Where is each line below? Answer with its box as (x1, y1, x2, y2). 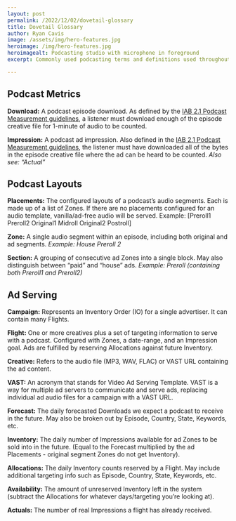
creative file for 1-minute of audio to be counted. (7, 121, 147, 130)
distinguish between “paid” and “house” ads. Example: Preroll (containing (7, 261, 220, 270)
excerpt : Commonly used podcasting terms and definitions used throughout (7, 56, 231, 63)
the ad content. (7, 364, 51, 373)
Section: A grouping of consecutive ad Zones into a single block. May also (7, 253, 223, 262)
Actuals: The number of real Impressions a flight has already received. (7, 506, 212, 515)
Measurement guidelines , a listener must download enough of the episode (7, 114, 223, 123)
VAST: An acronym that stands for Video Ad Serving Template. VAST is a (7, 378, 218, 387)
